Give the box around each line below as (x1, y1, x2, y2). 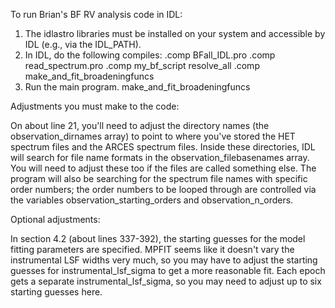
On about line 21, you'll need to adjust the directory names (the (10, 120, 270, 131)
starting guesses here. (10, 286, 103, 298)
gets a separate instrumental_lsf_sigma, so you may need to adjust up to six (10, 275, 322, 287)
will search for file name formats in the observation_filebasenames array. (10, 152, 310, 163)
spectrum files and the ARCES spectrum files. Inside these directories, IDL (10, 141, 316, 153)
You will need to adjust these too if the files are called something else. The (10, 162, 317, 174)
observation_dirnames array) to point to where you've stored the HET (10, 130, 296, 142)
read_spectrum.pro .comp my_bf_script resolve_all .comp (24, 60, 260, 71)
